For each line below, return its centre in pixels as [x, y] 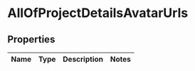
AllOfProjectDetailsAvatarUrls [98, 13]
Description [83, 59]
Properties [31, 39]
